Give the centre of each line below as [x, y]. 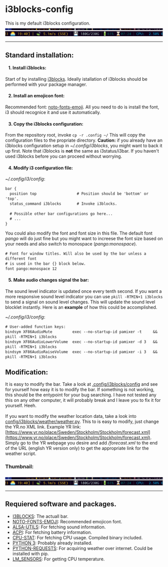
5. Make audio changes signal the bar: [48, 280]
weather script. [21, 453]
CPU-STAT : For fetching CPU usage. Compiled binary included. [77, 537]
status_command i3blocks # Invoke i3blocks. [63, 204]
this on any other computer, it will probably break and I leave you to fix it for [83, 400]
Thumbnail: [19, 467]
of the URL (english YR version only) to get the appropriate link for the [77, 448]
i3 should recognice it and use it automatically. [53, 112]
